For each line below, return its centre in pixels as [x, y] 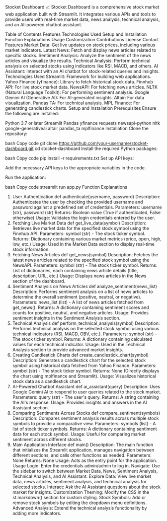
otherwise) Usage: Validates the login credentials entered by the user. [83, 218]
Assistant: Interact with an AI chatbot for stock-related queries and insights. [83, 71]
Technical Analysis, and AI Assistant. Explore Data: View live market [82, 476]
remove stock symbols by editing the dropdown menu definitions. [79, 503]
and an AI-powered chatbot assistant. [44, 25]
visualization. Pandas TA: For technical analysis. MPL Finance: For [73, 103]
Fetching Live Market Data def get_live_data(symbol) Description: [79, 223]
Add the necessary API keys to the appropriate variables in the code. [76, 168]
